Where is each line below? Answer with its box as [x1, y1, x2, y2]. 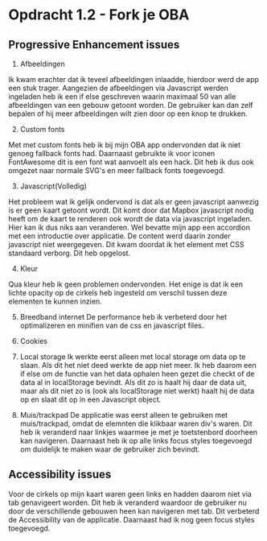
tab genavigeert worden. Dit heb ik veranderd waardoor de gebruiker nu [8, 498, 247, 507]
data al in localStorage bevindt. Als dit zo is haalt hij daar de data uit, [19, 378, 247, 387]
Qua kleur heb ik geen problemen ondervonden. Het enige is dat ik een [8, 279, 244, 289]
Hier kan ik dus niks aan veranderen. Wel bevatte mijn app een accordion [8, 223, 251, 232]
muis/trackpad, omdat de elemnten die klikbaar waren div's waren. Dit [19, 419, 253, 428]
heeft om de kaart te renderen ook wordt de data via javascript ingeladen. [8, 214, 253, 223]
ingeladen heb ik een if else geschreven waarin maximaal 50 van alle [8, 92, 236, 101]
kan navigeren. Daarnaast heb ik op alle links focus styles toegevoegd [19, 436, 253, 445]
